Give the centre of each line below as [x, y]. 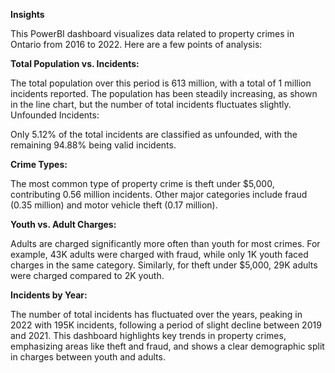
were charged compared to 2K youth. [87, 275]
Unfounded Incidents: [55, 115]
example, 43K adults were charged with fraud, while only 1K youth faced [159, 254]
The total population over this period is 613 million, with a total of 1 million [161, 83]
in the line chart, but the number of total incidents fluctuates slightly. [151, 104]
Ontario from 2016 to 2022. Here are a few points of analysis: [136, 44]
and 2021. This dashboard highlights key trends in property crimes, [148, 335]
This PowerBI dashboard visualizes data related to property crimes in [152, 33]
